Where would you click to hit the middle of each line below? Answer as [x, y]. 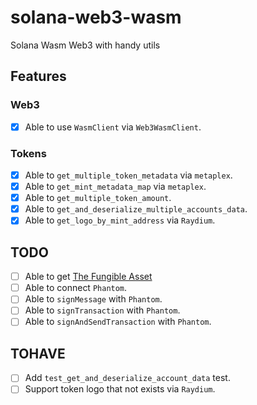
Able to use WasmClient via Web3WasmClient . [113, 127]
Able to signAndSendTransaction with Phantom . [118, 322]
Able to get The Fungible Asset [88, 277]
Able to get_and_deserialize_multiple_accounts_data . [136, 209]
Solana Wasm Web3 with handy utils [85, 45]
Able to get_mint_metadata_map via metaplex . [115, 187]
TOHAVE [38, 353]
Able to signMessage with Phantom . [93, 299]
